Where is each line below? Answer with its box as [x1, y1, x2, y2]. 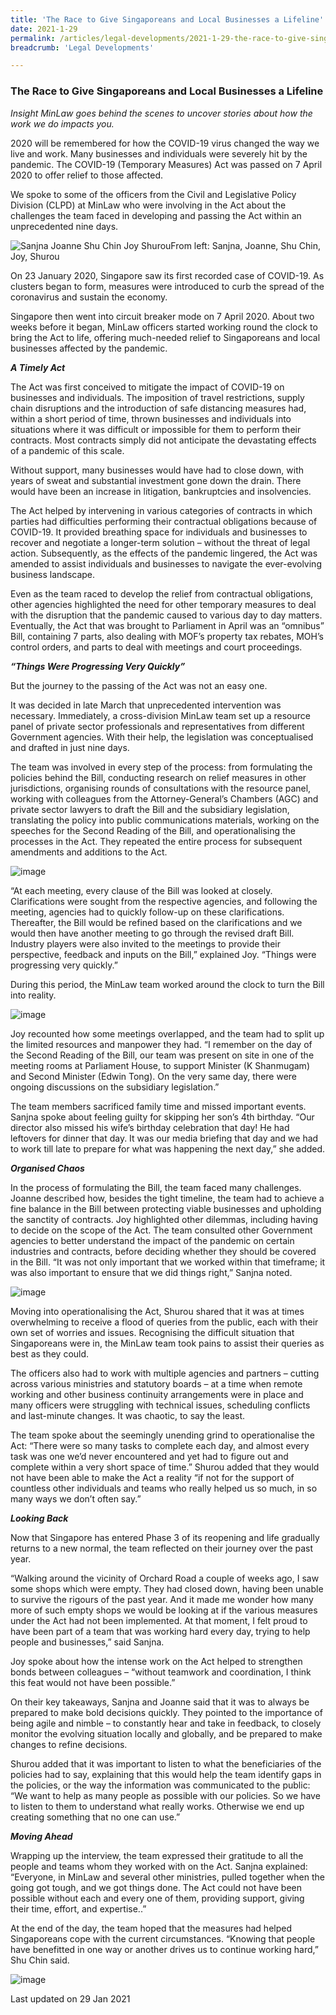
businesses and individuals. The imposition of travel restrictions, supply [10, 391, 305, 403]
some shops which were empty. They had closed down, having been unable [10, 1582, 324, 1595]
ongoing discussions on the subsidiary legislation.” [10, 1081, 220, 1093]
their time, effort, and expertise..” [10, 1902, 147, 1915]
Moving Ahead [10, 1830, 73, 1842]
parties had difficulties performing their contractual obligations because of [10, 515, 318, 527]
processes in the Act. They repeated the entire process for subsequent [10, 835, 303, 847]
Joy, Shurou [10, 250, 60, 262]
